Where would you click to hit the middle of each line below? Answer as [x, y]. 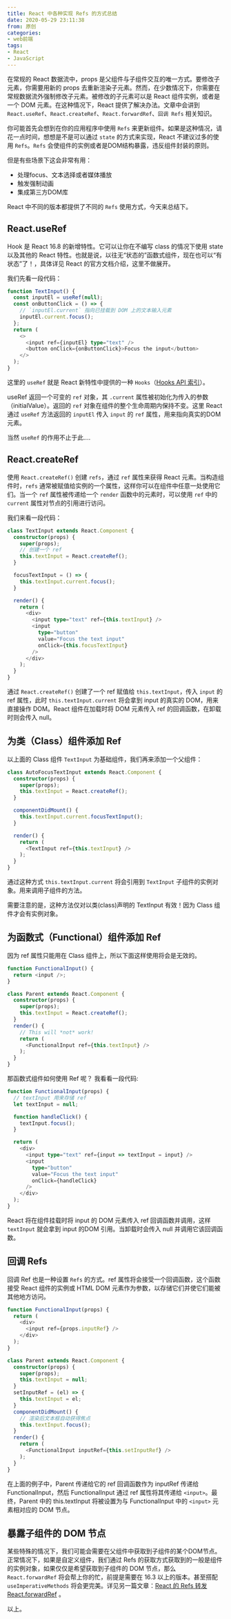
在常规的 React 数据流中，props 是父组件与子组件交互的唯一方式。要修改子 [114, 79]
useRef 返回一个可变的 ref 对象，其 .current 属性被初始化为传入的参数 [108, 397]
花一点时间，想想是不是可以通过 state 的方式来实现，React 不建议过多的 [110, 137]
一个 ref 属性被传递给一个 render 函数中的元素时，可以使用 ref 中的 [121, 494]
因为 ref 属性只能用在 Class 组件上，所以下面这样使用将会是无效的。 [104, 955]
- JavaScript [26, 59]
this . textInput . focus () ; [55, 1425]
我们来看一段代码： [34, 518]
